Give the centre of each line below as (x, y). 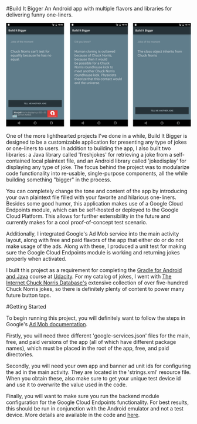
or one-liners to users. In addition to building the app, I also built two (89, 148)
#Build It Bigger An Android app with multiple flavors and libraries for (89, 9)
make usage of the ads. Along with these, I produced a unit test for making (96, 246)
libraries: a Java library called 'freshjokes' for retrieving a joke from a (89, 154)
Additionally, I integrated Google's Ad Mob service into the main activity (93, 233)
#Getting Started (26, 306)
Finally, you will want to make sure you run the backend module (83, 396)
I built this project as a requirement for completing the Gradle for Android (94, 270)
